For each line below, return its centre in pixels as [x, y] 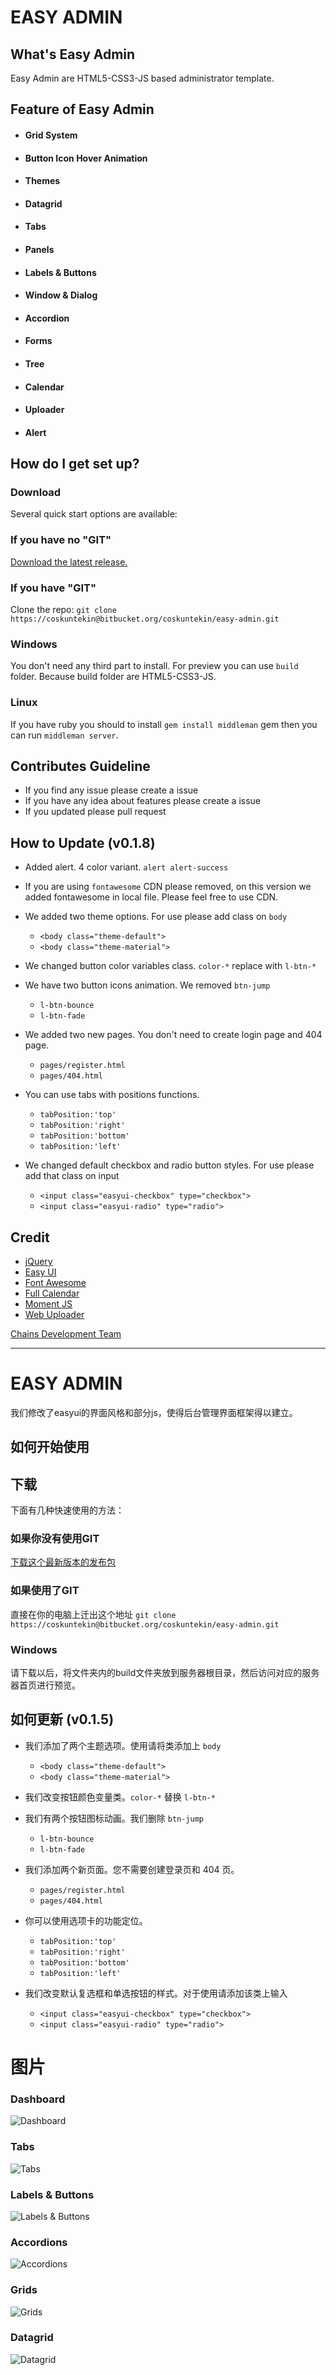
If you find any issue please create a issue [111, 790]
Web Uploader [54, 1315]
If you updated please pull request [95, 812]
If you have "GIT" [53, 588]
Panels [39, 249]
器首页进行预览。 [45, 1685]
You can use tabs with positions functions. [112, 1095]
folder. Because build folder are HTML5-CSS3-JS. [113, 677]
